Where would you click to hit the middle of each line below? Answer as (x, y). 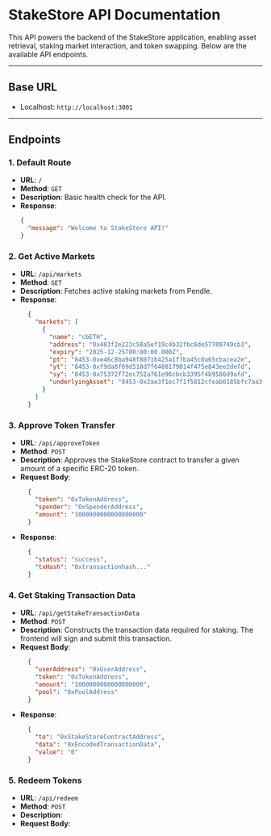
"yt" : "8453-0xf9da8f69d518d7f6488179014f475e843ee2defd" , (151, 367)
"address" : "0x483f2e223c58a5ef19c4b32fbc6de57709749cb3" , (151, 345)
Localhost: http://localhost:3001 (76, 107)
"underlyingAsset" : (82, 382)
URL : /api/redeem (49, 798)
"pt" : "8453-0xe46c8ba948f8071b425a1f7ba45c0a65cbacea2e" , (151, 359)
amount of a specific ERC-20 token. (79, 469)
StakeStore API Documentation (115, 15)
